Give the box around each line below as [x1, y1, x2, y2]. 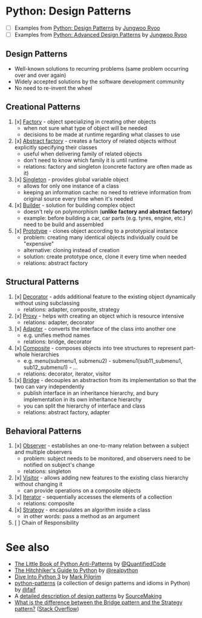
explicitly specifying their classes [14, 143, 97, 151]
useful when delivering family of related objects [23, 150, 143, 157]
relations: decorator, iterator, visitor [23, 370, 111, 377]
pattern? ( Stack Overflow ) [14, 605, 79, 613]
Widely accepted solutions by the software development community [14, 77, 185, 85]
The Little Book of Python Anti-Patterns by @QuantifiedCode [14, 561, 166, 568]
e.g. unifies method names [23, 331, 90, 339]
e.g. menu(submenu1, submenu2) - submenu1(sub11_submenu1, [23, 357, 183, 364]
